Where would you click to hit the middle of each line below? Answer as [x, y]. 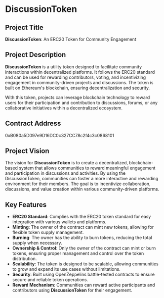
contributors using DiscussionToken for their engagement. [72, 290]
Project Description [36, 55]
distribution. [24, 259]
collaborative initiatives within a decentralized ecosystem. [64, 108]
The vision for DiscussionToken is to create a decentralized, [67, 163]
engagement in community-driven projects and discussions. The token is [79, 82]
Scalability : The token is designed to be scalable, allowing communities [85, 264]
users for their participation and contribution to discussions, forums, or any [82, 102]
